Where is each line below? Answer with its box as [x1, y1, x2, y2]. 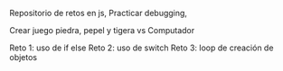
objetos [9, 52, 38, 62]
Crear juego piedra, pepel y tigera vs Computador [9, 25, 195, 35]
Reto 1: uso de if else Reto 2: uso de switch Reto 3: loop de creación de [9, 42, 274, 53]
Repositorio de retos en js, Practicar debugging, [9, 8, 188, 18]
